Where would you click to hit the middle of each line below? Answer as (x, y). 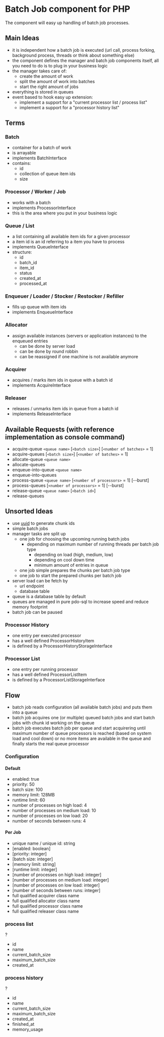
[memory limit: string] (34, 864)
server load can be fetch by (40, 580)
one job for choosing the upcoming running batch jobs (74, 539)
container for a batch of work (42, 148)
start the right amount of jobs (49, 87)
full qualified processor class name (47, 906)
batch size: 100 (27, 790)
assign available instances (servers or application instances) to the (79, 335)
